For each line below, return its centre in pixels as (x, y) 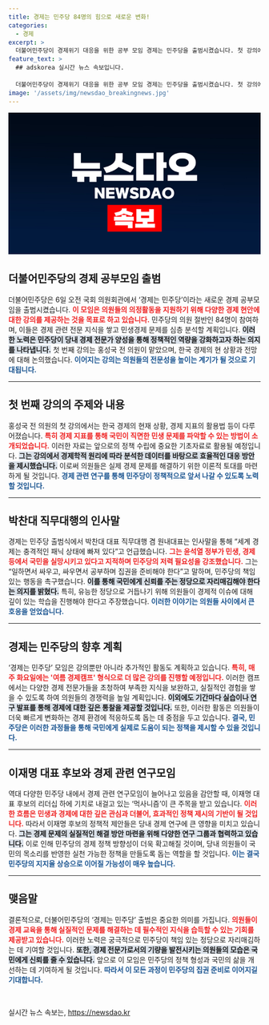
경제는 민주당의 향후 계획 (65, 647)
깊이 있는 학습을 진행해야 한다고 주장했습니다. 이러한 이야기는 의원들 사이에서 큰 (131, 601)
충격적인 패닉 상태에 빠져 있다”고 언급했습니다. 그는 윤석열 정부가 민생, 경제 (139, 552)
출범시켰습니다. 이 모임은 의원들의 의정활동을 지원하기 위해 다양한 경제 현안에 (141, 309)
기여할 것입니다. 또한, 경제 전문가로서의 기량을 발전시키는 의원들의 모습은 (137, 950)
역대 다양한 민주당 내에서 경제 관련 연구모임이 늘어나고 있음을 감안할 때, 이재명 (130, 794)
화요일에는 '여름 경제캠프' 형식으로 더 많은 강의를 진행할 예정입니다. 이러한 (131, 677)
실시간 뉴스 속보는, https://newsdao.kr (69, 1012)
